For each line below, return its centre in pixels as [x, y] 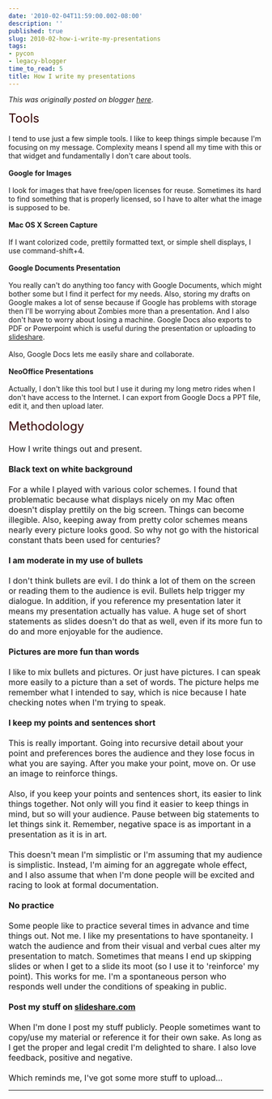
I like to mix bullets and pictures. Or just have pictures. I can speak [134, 672]
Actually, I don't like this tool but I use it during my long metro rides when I [132, 388]
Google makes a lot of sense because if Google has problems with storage [133, 302]
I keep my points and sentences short [82, 722]
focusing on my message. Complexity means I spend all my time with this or [135, 147]
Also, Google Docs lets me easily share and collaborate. [101, 354]
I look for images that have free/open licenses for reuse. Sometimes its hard [135, 190]
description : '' [36, 24]
